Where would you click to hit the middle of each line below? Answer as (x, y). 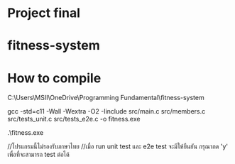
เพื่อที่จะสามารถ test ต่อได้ (38, 155)
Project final (44, 13)
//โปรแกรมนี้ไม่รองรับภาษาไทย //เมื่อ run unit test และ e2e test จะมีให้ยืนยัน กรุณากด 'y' (118, 146)
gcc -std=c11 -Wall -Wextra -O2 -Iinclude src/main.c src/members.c (106, 111)
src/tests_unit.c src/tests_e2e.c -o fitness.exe (74, 119)
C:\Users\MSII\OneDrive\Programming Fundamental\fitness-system (106, 98)
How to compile (54, 78)
